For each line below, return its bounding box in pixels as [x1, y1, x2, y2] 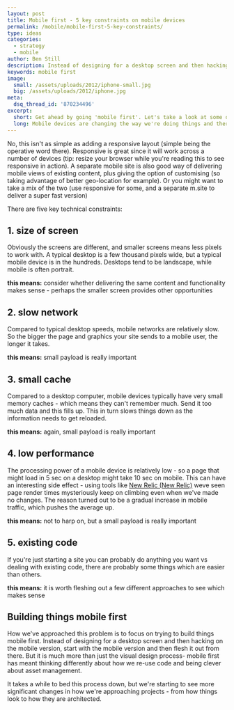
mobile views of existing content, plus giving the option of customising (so [7, 168, 221, 177]
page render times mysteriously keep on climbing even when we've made [7, 488, 219, 496]
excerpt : [7, 107, 33, 114]
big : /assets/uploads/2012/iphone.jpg [13, 88, 127, 95]
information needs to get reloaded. [7, 413, 107, 422]
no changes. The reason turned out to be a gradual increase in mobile [7, 496, 208, 504]
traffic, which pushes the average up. [7, 503, 115, 512]
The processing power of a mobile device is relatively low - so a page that [7, 466, 219, 474]
